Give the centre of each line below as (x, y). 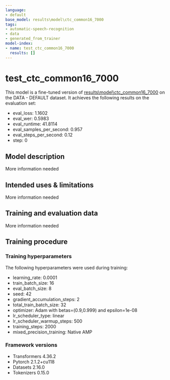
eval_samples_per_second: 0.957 (47, 130)
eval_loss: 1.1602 (30, 113)
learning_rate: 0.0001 (35, 278)
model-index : (19, 44)
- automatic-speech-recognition (40, 29)
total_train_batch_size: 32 (39, 305)
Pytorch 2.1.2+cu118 (34, 362)
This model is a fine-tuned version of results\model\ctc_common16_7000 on (85, 92)
